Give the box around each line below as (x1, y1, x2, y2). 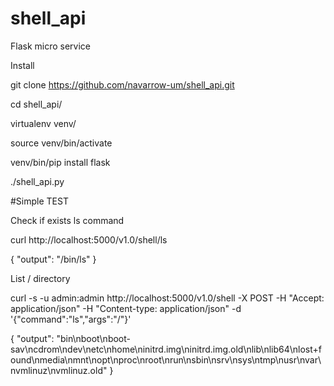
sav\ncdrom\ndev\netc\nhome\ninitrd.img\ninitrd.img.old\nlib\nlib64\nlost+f (10, 343, 322, 355)
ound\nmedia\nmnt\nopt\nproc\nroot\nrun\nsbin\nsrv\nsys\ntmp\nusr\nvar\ (10, 353, 322, 366)
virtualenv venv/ (10, 117, 77, 129)
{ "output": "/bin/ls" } (10, 253, 97, 265)
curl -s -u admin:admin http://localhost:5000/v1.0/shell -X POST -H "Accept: (10, 292, 325, 304)
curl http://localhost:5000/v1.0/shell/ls (10, 233, 168, 246)
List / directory (10, 272, 71, 284)
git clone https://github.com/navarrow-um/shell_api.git (10, 78, 235, 91)
